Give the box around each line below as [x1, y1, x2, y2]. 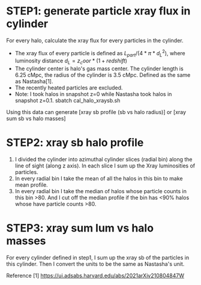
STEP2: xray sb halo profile [6, 136, 144, 149]
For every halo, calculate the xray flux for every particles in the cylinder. [6, 37, 184, 44]
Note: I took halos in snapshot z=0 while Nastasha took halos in [14, 91, 172, 98]
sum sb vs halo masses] [6, 115, 66, 122]
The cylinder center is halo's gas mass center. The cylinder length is [14, 65, 184, 73]
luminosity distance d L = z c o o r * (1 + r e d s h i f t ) [14, 57, 128, 66]
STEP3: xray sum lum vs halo [6, 221, 154, 235]
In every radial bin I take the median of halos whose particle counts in [14, 188, 187, 195]
